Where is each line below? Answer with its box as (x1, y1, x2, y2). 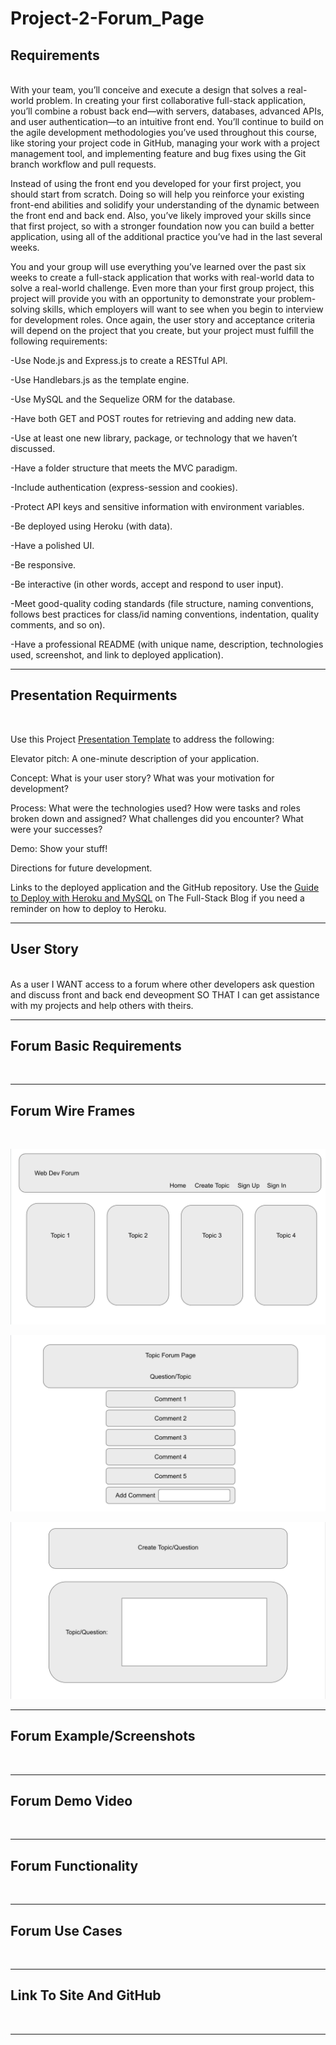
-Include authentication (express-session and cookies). (10, 482, 238, 493)
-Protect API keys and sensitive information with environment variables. (10, 501, 305, 512)
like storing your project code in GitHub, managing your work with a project (10, 137, 320, 149)
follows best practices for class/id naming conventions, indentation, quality (10, 608, 320, 620)
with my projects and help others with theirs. (10, 999, 194, 1011)
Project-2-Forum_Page (10, 7, 205, 30)
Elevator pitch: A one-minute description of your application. (10, 752, 260, 764)
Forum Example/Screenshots (10, 1728, 196, 1745)
